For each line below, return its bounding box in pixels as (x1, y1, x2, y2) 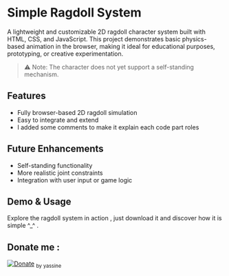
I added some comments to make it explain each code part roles (17, 123, 199, 131)
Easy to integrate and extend (17, 116, 99, 124)
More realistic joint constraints (17, 169, 103, 177)
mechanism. (23, 70, 59, 78)
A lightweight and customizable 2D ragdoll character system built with (7, 28, 206, 36)
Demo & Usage (7, 195, 72, 207)
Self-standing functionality (17, 161, 93, 169)
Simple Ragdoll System (7, 5, 142, 21)
